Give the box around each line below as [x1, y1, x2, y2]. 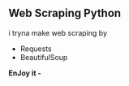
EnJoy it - [8, 68, 42, 78]
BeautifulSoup [19, 52, 68, 62]
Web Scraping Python [8, 6, 122, 20]
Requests [19, 44, 52, 54]
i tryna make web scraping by [8, 28, 108, 37]
